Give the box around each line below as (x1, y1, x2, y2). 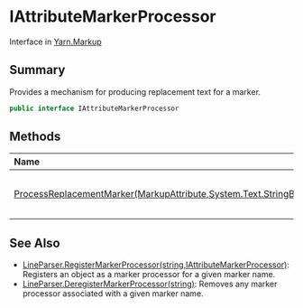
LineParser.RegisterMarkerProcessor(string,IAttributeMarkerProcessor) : (22, 259, 290, 270)
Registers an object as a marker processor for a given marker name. (22, 269, 276, 280)
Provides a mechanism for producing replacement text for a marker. (9, 86, 262, 97)
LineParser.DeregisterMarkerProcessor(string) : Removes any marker (22, 278, 278, 290)
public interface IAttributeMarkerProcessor (9, 104, 179, 113)
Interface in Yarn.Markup (9, 36, 102, 47)
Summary (9, 62, 66, 78)
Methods (9, 129, 61, 145)
